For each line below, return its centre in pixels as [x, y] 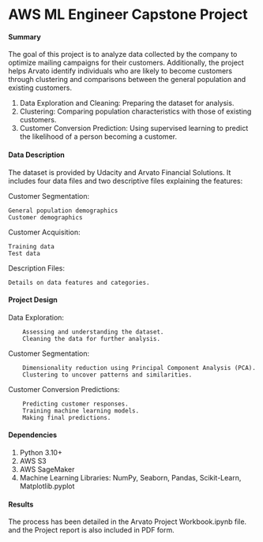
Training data [32, 246]
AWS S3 [33, 461]
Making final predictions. [67, 417]
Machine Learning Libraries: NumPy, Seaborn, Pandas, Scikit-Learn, [130, 478]
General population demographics [63, 211]
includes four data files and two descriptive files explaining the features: [126, 181]
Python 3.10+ [41, 452]
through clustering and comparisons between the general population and [127, 80]
